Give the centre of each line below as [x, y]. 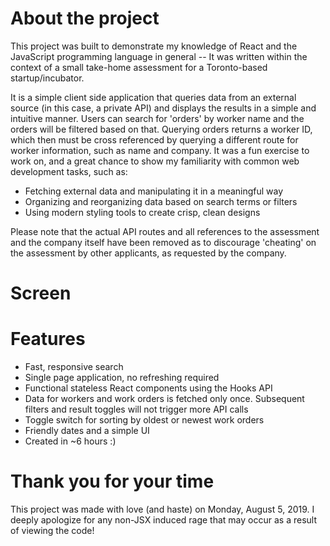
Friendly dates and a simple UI [87, 431]
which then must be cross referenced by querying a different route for [154, 139]
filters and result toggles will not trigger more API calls [136, 409]
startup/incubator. [47, 78]
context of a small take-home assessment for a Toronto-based [139, 67]
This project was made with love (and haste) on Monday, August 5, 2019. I [162, 509]
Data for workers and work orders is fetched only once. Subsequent [164, 399]
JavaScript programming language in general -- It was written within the [159, 56]
